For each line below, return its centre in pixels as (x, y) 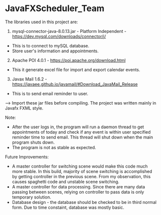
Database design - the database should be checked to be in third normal (84, 202)
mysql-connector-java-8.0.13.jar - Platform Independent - (69, 31)
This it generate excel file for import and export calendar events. (76, 69)
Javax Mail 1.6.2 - (29, 79)
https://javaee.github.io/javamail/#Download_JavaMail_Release (75, 84)
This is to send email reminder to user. (50, 93)
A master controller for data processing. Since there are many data (78, 186)
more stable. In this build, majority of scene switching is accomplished (82, 171)
